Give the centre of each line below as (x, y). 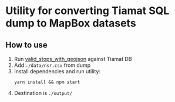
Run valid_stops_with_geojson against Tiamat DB (73, 59)
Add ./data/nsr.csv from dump (52, 65)
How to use (26, 45)
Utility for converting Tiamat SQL (87, 11)
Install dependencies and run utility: (57, 71)
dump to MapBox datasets (71, 23)
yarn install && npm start (47, 82)
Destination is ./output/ (43, 93)
